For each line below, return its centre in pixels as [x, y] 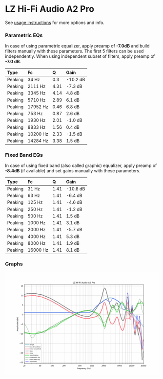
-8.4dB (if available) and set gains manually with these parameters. [73, 171]
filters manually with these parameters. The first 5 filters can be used [74, 51]
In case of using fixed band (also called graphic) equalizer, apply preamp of [81, 166]
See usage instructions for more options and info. [55, 23]
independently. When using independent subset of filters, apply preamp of [80, 56]
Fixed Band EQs [24, 155]
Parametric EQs [24, 35]
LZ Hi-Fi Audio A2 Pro [50, 9]
